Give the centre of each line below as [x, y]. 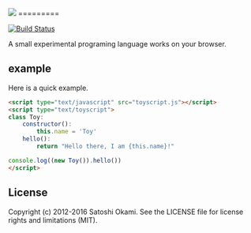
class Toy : [26, 117]
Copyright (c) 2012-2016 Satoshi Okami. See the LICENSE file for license [126, 212]
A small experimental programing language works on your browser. [117, 44]
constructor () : [47, 124]
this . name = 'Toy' [67, 132]
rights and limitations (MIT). [53, 220]
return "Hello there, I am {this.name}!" [106, 147]
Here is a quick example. [48, 88]
